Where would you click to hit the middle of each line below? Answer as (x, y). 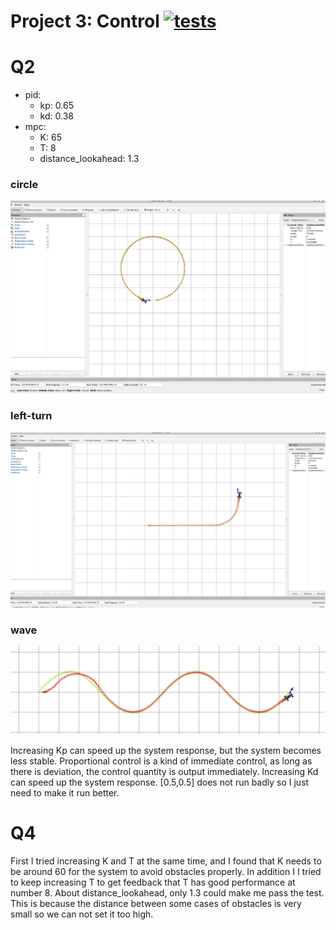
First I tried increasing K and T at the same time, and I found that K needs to (166, 861)
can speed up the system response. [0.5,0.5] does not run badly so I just (160, 782)
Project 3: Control (85, 21)
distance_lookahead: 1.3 (89, 159)
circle (24, 185)
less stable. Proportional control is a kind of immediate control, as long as (161, 761)
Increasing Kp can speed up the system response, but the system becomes (166, 751)
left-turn (31, 416)
